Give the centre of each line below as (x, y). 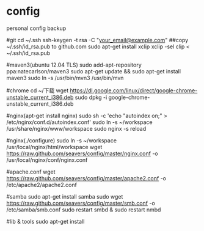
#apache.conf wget (31, 172)
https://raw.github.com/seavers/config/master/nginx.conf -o (82, 153)
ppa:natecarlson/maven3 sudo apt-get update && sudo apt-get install (94, 71)
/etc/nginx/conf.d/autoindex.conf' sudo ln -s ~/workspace (79, 122)
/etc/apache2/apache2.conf (42, 185)
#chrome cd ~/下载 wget (38, 90)
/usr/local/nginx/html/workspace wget (54, 147)
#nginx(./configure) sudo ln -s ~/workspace (62, 140)
